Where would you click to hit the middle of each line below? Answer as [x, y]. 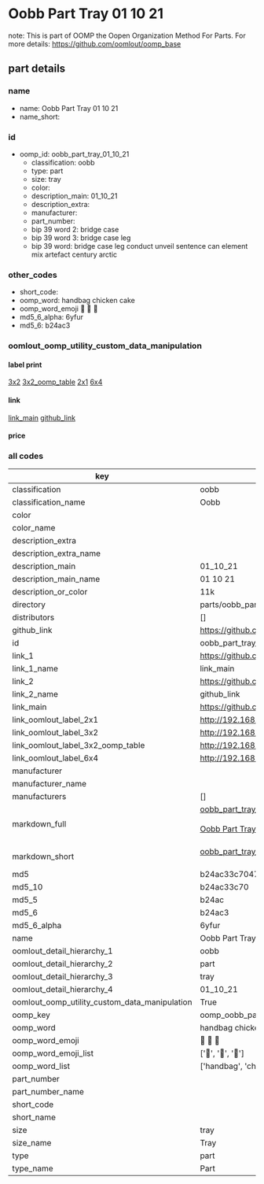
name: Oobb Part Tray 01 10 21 [69, 108]
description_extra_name [56, 553]
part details [37, 69]
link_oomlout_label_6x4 [55, 758]
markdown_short [43, 857]
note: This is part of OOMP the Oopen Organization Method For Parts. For [127, 35]
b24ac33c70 [224, 887]
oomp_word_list [41, 1066]
